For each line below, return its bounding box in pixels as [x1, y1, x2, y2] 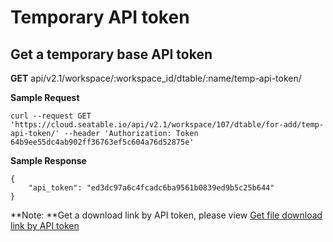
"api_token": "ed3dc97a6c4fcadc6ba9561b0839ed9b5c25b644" [28, 183, 275, 193]
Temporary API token [10, 6, 190, 29]
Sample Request [10, 92, 80, 103]
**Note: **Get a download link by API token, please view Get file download [10, 209, 323, 221]
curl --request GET [10, 111, 92, 121]
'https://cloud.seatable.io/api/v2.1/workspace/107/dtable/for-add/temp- [10, 120, 325, 130]
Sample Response [10, 155, 87, 166]
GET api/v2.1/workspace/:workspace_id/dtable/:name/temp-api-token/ [10, 72, 302, 84]
